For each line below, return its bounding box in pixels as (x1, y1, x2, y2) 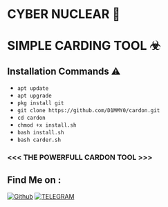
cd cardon (17, 114, 46, 122)
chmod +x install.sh (17, 122, 77, 129)
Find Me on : (7, 174, 62, 186)
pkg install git (17, 100, 64, 107)
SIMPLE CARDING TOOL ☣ (7, 38, 161, 54)
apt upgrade (17, 93, 52, 100)
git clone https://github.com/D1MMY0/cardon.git (17, 107, 160, 114)
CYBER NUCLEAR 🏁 (7, 6, 121, 22)
